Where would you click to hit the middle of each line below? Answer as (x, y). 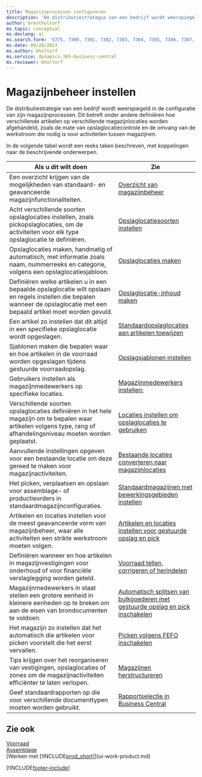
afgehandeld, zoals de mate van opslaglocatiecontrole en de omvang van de (101, 128)
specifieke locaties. (37, 394)
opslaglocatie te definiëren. (48, 240)
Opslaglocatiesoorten (148, 221)
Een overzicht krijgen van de (50, 177)
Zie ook (20, 729)
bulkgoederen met (144, 599)
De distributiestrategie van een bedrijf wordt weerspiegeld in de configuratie (101, 108)
